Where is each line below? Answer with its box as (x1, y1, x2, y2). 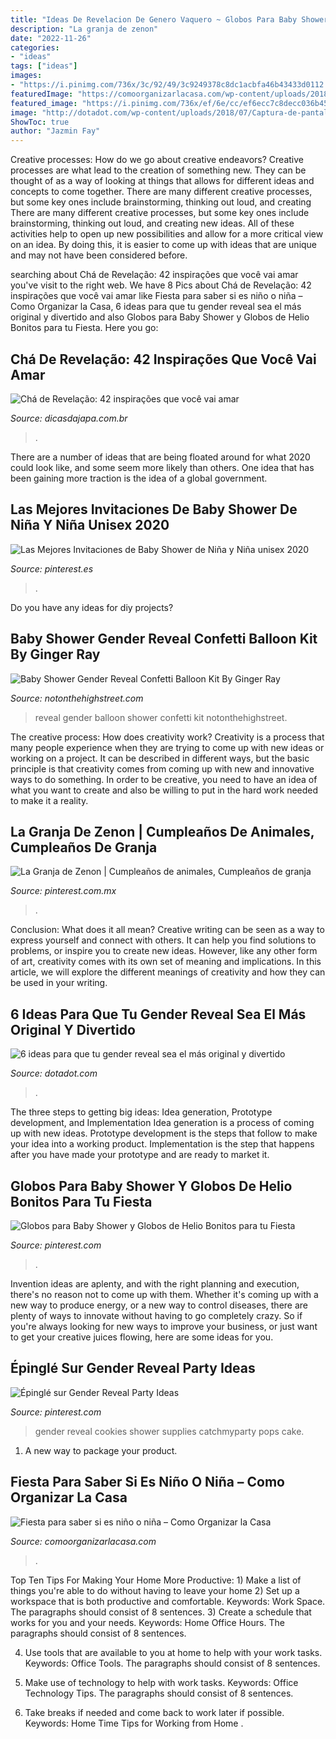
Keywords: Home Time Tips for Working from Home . (24, 1717, 244, 1729)
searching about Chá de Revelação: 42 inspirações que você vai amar (10, 269, 299, 281)
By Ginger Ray (10, 646, 101, 663)
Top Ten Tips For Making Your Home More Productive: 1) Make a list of (10, 1574, 302, 1586)
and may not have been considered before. (10, 249, 188, 261)
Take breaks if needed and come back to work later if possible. (24, 1706, 285, 1718)
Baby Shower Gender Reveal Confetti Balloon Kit (10, 631, 318, 648)
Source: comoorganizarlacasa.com (10, 1535, 157, 1547)
